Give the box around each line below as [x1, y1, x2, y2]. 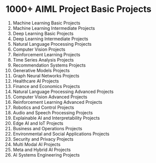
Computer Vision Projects [12, 46, 66, 52]
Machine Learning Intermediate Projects [12, 25, 95, 31]
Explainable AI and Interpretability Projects [12, 115, 100, 121]
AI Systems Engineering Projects [12, 152, 80, 158]
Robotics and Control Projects [12, 104, 74, 110]
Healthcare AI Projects [12, 78, 59, 84]
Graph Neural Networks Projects [12, 73, 79, 79]
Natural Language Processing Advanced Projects [12, 88, 114, 94]
